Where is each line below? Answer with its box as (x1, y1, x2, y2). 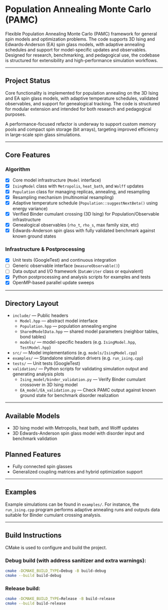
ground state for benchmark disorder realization (19, 392, 119, 398)
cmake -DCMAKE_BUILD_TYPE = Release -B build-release (5, 596, 115, 601)
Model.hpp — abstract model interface (19, 318, 98, 324)
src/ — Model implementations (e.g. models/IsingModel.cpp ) (12, 350, 137, 356)
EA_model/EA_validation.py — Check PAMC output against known (19, 387, 156, 393)
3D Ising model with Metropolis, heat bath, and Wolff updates (12, 425, 139, 431)
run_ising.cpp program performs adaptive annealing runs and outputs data (5, 506, 160, 512)
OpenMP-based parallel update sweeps (12, 280, 94, 286)
